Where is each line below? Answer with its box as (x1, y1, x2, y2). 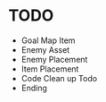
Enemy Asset (20, 44, 70, 55)
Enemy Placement (20, 54, 88, 64)
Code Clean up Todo (20, 72, 98, 83)
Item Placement (20, 64, 79, 74)
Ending (20, 82, 48, 93)
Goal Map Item (20, 35, 76, 46)
